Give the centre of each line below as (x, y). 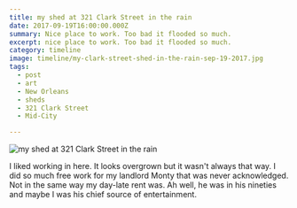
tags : (19, 67)
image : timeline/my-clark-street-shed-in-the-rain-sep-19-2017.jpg (137, 58)
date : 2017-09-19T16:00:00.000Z (69, 26)
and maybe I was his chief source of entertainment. (103, 195)
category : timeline (45, 50)
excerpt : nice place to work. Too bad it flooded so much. (121, 42)
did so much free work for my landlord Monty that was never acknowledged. (149, 176)
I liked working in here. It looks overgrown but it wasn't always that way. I (143, 166)
